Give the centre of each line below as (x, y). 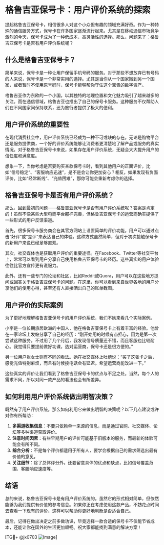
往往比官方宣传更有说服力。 (33, 266)
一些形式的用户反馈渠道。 (31, 220)
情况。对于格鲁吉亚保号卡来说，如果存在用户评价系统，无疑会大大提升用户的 (82, 149)
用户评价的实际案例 (34, 305)
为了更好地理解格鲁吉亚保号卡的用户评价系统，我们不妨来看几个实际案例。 (80, 318)
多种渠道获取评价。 (40, 432)
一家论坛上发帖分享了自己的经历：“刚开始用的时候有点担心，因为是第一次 (83, 334)
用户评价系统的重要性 (37, 125)
